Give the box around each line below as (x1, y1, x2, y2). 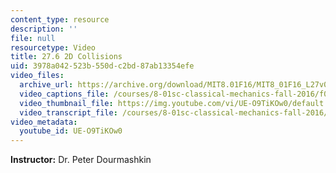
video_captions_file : (19, 89, 110, 99)
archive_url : (19, 80, 74, 90)
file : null (10, 33, 56, 43)
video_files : (10, 71, 65, 81)
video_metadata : (10, 117, 78, 127)
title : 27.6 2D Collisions (10, 52, 123, 62)
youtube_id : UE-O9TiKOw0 (19, 126, 123, 136)
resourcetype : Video (10, 42, 97, 53)
